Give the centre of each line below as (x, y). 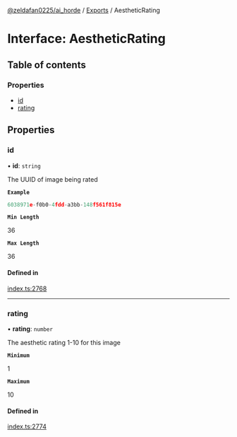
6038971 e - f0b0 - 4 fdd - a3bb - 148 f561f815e (64, 204)
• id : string (24, 165)
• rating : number (30, 329)
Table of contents (47, 65)
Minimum (19, 355)
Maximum (19, 381)
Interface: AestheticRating (86, 39)
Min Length (23, 217)
